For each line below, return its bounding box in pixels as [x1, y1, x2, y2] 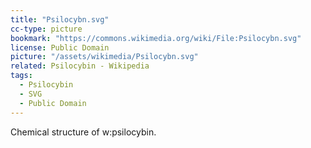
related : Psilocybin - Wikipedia [10, 61, 150, 71]
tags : [10, 71, 33, 81]
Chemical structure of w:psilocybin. [10, 126, 157, 138]
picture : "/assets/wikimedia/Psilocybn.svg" [10, 52, 199, 62]
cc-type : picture [10, 24, 83, 34]
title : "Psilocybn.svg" [10, 14, 110, 25]
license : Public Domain [10, 42, 110, 53]
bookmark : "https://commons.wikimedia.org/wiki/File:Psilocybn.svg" [10, 33, 302, 43]
